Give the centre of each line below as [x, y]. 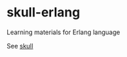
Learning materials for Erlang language [63, 32]
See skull [20, 46]
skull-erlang [44, 12]
